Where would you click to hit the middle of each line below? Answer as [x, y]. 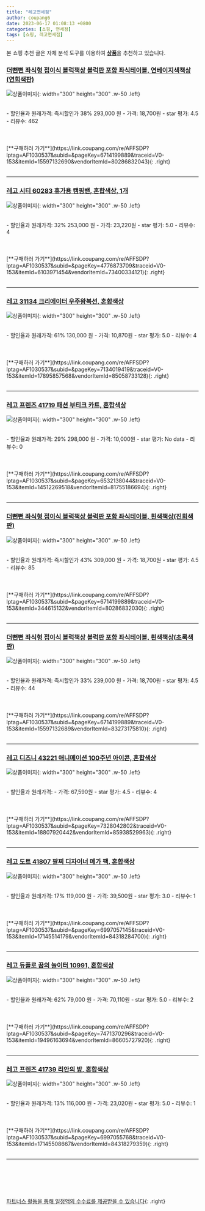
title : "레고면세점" [29, 12]
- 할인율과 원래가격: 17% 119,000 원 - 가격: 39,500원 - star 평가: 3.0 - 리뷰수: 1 [101, 896]
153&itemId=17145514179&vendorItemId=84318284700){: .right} [87, 936]
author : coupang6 [28, 18]
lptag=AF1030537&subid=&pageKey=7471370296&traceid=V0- [85, 1033]
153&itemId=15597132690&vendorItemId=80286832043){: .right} [88, 162]
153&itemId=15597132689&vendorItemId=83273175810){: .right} [87, 729]
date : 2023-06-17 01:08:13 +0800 [49, 23]
